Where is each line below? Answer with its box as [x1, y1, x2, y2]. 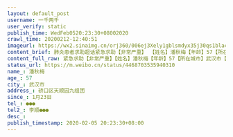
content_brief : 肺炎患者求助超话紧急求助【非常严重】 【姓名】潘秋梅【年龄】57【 [7, 49, 218, 56]
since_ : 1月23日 [7, 94, 52, 101]
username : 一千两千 [7, 17, 60, 24]
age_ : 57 [7, 74, 33, 82]
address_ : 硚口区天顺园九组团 [7, 87, 85, 94]
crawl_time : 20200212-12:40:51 [7, 36, 98, 43]
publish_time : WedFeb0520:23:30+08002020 [7, 29, 129, 37]
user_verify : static [7, 23, 67, 30]
